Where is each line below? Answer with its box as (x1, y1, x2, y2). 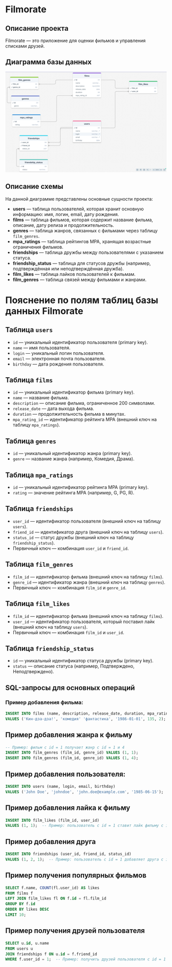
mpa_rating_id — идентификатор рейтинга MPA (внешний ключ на (12, 416, 157, 423)
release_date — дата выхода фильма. (12, 405, 95, 412)
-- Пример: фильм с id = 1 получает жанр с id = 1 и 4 (5, 745, 125, 750)
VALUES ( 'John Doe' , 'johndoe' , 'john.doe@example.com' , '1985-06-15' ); (5, 789, 164, 794)
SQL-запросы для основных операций (5, 683, 135, 692)
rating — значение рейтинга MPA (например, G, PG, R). (12, 490, 135, 496)
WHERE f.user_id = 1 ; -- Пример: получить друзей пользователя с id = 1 (5, 957, 166, 962)
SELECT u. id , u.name (5, 940, 50, 945)
